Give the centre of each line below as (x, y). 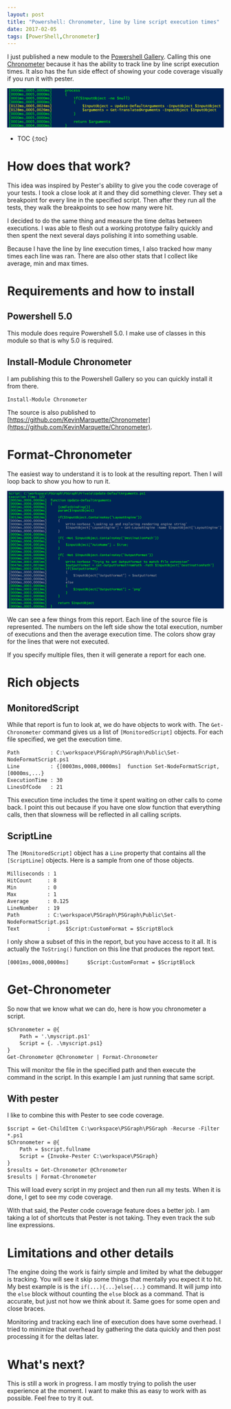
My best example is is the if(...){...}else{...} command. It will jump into (114, 1287)
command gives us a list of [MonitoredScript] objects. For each (133, 732)
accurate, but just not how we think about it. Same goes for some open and (114, 1302)
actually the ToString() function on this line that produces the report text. (111, 949)
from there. (23, 386)
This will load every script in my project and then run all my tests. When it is (114, 1190)
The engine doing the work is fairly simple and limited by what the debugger (115, 1272)
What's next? (46, 1365)
